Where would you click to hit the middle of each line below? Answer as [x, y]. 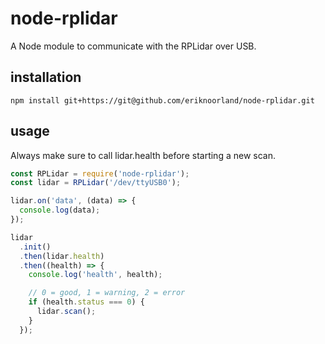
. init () [35, 247]
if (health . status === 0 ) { [86, 302]
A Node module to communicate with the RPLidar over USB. [133, 46]
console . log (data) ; [60, 210]
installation [46, 77]
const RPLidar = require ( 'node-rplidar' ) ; [100, 173]
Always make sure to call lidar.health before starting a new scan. [143, 155]
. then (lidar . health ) [62, 256]
